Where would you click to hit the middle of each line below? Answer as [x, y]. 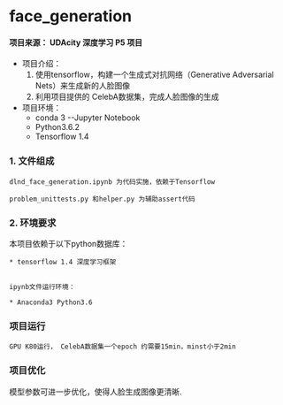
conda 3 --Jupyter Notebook [88, 118]
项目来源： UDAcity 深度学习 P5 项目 [76, 42]
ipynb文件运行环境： [42, 287]
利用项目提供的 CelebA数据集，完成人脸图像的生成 [127, 97]
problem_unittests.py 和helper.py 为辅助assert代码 [103, 199]
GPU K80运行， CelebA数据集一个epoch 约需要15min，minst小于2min [122, 347]
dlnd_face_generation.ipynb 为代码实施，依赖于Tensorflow [112, 182]
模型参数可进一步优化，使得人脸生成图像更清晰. [96, 392]
